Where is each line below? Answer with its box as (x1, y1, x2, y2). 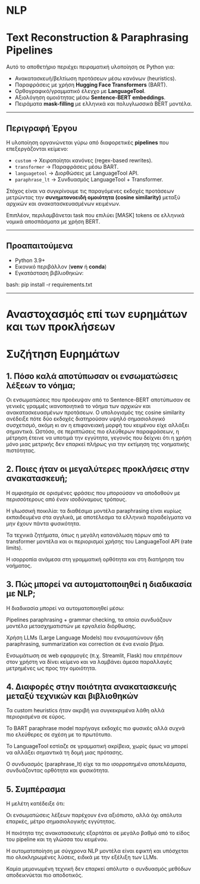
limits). (6, 544, 23, 551)
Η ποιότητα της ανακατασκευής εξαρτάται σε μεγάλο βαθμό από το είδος (6, 830, 190, 837)
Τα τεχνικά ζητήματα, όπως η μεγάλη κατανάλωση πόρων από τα (6, 531, 170, 539)
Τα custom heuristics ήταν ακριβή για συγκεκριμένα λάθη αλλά (6, 707, 165, 714)
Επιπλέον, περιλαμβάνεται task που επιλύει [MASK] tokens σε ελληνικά (6, 211, 185, 218)
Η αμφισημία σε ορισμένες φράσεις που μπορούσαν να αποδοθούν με (6, 489, 180, 496)
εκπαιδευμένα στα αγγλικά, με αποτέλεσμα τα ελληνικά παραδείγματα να (6, 514, 192, 521)
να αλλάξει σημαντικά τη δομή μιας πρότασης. (6, 749, 124, 756)
